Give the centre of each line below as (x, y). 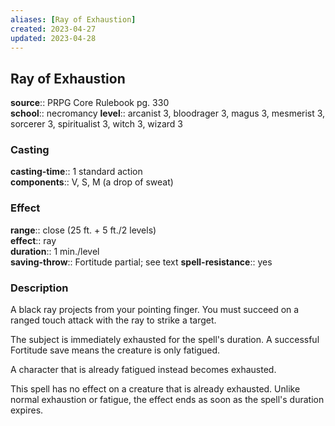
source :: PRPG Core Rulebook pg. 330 (90, 103)
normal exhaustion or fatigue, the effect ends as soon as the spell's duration (167, 400)
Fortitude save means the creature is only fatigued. (115, 350)
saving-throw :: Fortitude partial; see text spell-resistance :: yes (141, 262)
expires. (27, 410)
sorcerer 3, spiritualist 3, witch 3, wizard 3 (97, 124)
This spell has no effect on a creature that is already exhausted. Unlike (155, 389)
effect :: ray (33, 240)
